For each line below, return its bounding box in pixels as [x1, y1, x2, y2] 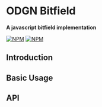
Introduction [6, 52, 53, 63]
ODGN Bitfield [6, 4, 76, 18]
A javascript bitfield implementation [6, 24, 97, 31]
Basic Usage [6, 73, 53, 83]
